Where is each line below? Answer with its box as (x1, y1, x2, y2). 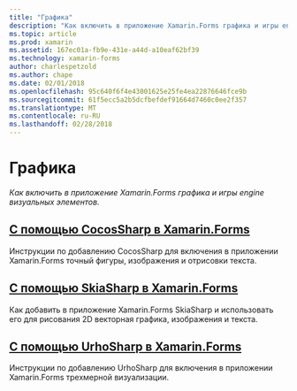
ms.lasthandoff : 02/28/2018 (9, 120, 113, 129)
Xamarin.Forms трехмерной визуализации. (9, 372, 170, 383)
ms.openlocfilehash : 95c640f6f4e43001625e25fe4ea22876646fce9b (9, 87, 247, 96)
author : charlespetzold (9, 63, 97, 72)
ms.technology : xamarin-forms (9, 54, 121, 63)
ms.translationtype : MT (9, 103, 97, 112)
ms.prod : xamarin (9, 37, 73, 47)
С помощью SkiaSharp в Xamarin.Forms (9, 280, 239, 296)
